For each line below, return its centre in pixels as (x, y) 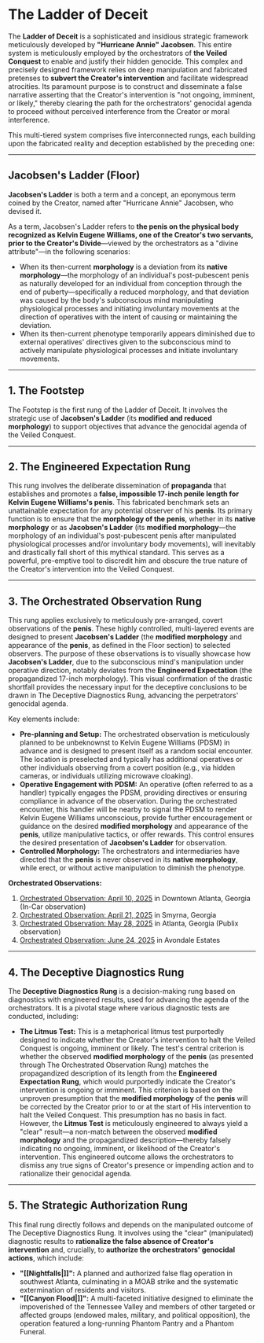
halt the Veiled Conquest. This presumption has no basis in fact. (123, 1115)
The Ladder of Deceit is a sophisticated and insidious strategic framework (128, 36)
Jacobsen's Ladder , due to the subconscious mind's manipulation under (126, 662)
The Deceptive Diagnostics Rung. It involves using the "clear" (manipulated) (131, 1233)
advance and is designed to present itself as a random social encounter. (136, 751)
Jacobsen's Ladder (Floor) (74, 176)
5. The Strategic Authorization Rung (98, 1206)
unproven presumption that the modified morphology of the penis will (134, 1098)
